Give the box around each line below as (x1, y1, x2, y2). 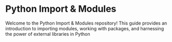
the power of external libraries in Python (5, 31, 90, 37)
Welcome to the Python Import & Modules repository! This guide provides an (5, 20, 167, 26)
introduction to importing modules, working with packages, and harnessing (5, 25, 164, 31)
